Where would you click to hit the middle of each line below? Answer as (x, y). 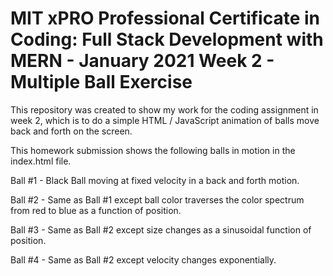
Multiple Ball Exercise (101, 82)
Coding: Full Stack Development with (167, 39)
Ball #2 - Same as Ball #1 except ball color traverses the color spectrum (157, 199)
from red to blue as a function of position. (96, 210)
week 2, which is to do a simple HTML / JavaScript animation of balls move (165, 120)
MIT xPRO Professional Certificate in (165, 18)
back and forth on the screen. (71, 131)
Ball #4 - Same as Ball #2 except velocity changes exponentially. (143, 259)
